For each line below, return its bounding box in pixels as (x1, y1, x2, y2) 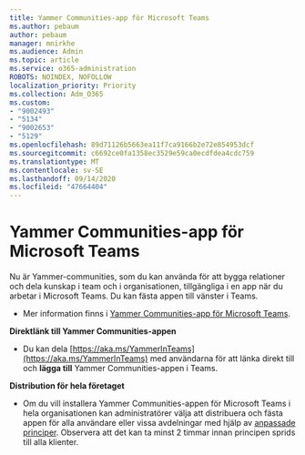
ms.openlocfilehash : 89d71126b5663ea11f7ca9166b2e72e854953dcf (9, 140, 255, 149)
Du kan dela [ (22, 343, 73, 355)
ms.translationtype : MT (9, 157, 100, 167)
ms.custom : (9, 97, 51, 107)
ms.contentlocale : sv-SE (9, 166, 104, 175)
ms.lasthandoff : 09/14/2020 (9, 174, 117, 183)
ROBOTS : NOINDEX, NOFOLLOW (9, 73, 112, 82)
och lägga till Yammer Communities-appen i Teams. (22, 363, 219, 374)
